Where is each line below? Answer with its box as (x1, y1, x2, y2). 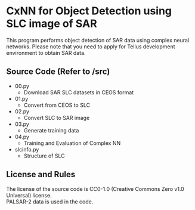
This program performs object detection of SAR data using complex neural (6, 36, 190, 44)
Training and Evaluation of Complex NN (23, 139, 121, 147)
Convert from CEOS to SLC (23, 101, 91, 109)
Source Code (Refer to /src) (6, 67, 110, 77)
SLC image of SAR (6, 17, 97, 30)
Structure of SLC (23, 152, 65, 159)
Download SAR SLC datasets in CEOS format (23, 88, 134, 96)
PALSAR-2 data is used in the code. (6, 198, 94, 205)
